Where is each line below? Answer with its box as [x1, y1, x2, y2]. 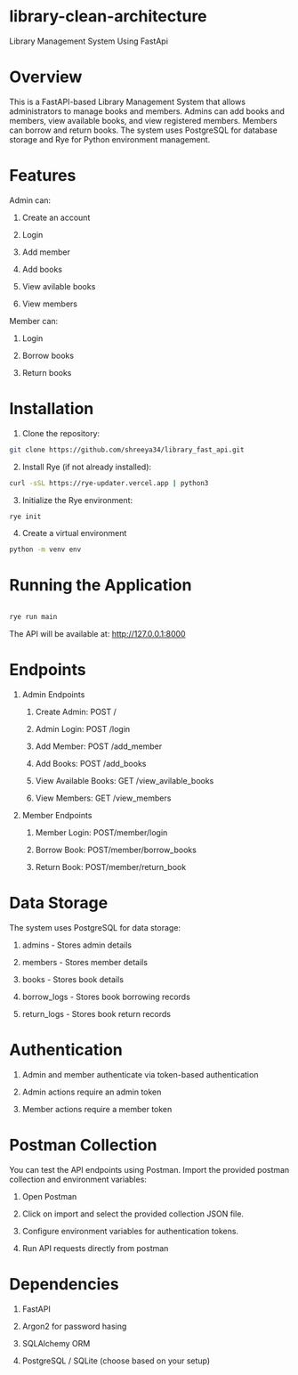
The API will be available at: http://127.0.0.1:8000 [9, 629, 186, 639]
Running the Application [9, 575, 192, 596]
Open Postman [21, 1191, 77, 1201]
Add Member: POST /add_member [35, 741, 163, 752]
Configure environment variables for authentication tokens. [21, 1225, 238, 1236]
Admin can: [9, 194, 52, 206]
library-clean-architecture [9, 6, 207, 27]
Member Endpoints [21, 810, 93, 820]
